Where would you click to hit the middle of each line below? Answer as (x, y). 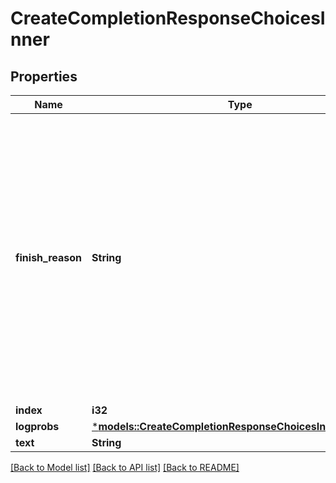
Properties (44, 76)
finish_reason (49, 257)
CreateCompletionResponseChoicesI (168, 18)
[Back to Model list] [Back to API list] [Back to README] (125, 467)
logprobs (37, 426)
